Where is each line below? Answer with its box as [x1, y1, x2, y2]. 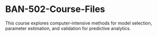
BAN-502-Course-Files [5, 3, 106, 15]
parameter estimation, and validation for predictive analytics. [5, 25, 131, 31]
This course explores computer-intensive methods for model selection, [5, 20, 152, 26]
